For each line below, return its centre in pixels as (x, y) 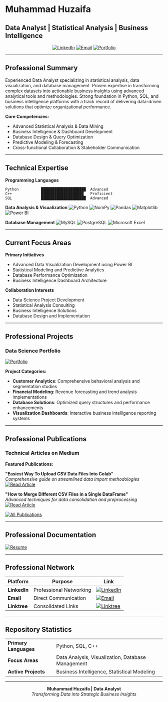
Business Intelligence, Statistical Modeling (105, 672)
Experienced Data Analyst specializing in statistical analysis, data (72, 80)
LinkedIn (18, 590)
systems (21, 418)
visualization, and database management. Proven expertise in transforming (82, 85)
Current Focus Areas (38, 243)
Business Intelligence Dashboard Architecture (59, 281)
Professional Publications (46, 439)
